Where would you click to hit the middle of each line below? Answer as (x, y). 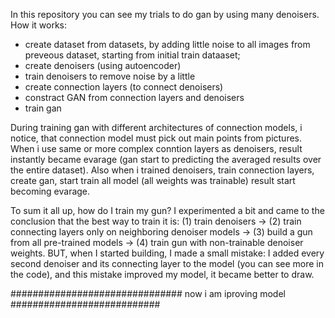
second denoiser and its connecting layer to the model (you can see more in (167, 263)
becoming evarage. (50, 191)
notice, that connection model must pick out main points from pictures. (156, 138)
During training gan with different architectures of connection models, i (156, 127)
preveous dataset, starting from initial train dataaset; (132, 55)
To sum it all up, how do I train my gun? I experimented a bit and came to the (167, 210)
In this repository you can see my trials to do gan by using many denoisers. (165, 14)
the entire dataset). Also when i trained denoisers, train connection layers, (162, 170)
